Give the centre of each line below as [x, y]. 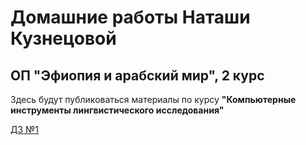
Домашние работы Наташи [130, 17]
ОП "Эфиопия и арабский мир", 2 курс [137, 75]
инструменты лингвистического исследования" [117, 110]
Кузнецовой [63, 38]
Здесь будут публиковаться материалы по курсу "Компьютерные [153, 99]
